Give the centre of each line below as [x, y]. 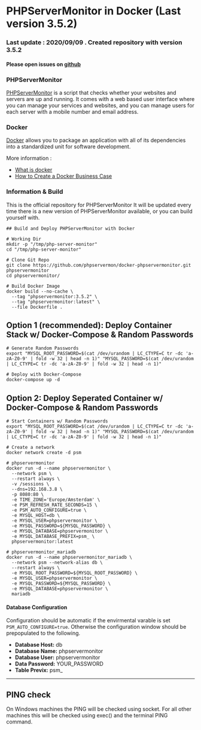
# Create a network [31, 448]
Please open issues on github [44, 64]
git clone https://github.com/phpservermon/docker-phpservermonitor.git [99, 265]
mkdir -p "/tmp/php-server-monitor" [52, 244]
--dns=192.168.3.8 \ [37, 489]
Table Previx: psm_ [39, 670]
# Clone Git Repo [28, 260]
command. [19, 722]
